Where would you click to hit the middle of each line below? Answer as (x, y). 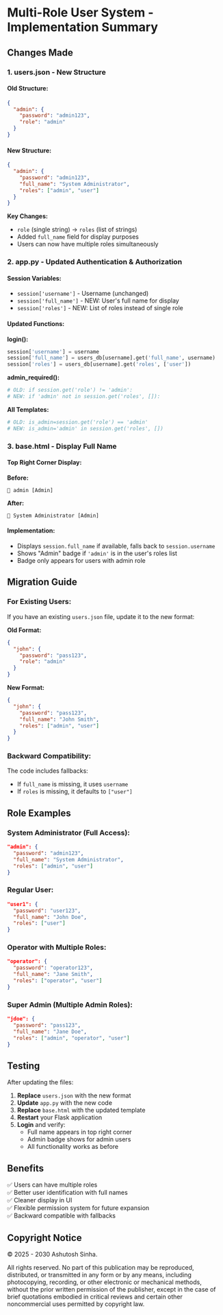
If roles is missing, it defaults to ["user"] (75, 791)
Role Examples (39, 813)
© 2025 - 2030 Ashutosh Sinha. (52, 1254)
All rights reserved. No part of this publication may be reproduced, (101, 1267)
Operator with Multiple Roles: (57, 947)
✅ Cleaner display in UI (40, 1200)
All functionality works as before (73, 1147)
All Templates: (28, 409)
